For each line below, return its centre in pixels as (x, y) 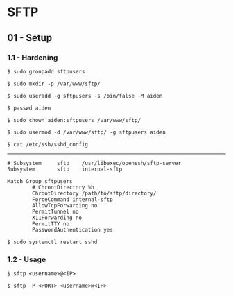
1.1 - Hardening (33, 58)
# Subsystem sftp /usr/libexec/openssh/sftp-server (94, 163)
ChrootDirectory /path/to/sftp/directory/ (94, 193)
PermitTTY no (51, 224)
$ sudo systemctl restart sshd (52, 242)
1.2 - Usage (27, 259)
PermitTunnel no (55, 211)
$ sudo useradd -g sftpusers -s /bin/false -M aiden (85, 96)
